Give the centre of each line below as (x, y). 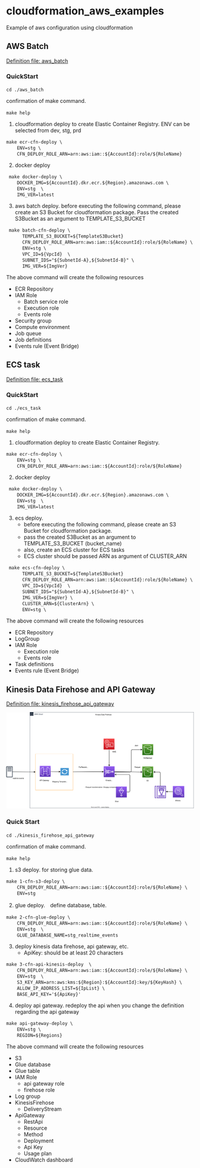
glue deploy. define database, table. (61, 905)
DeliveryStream (43, 1109)
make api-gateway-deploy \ (40, 1023)
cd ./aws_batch (25, 90)
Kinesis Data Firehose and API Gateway (81, 689)
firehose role (39, 1090)
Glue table (27, 1071)
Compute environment (42, 327)
